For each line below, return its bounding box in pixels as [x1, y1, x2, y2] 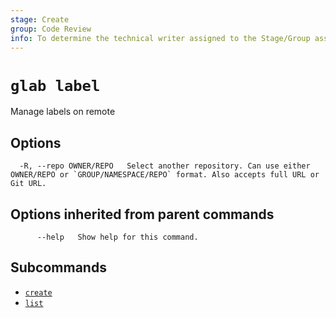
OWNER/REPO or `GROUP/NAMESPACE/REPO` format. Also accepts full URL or [10, 170, 320, 180]
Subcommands [10, 259, 107, 276]
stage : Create [10, 14, 70, 25]
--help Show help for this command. [36, 232, 199, 242]
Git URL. [10, 179, 47, 189]
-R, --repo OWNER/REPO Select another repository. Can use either [19, 161, 311, 171]
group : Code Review [10, 24, 92, 34]
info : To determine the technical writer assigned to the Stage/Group [10, 33, 311, 43]
